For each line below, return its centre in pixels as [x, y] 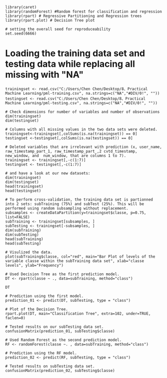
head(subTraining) [24, 239]
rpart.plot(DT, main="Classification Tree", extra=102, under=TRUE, [78, 313]
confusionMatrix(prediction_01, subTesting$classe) [60, 331]
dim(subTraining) [23, 230]
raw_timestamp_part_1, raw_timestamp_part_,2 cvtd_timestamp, [71, 151]
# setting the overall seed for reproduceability [58, 29]
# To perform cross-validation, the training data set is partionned [79, 200]
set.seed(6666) [21, 34]
